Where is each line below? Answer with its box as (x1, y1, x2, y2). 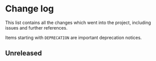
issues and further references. (5, 24, 67, 30)
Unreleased (5, 49, 42, 57)
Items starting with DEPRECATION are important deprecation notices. (5, 34, 142, 40)
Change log (5, 3, 54, 14)
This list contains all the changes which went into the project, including (5, 19, 151, 25)
